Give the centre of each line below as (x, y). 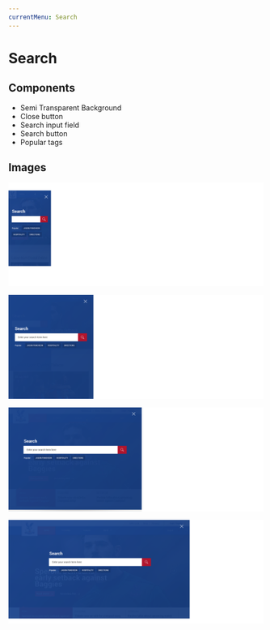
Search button (44, 133)
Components (42, 88)
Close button (41, 116)
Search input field (49, 125)
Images (27, 167)
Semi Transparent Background (71, 107)
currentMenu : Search (43, 17)
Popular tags (41, 142)
